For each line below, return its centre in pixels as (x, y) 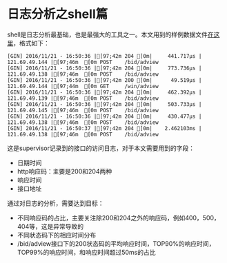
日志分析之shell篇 (58, 14)
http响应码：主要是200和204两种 (65, 171)
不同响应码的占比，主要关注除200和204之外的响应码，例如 (101, 218)
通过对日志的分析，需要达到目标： (56, 203)
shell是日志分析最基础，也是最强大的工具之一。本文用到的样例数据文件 (108, 34)
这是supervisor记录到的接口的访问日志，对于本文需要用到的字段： (101, 148)
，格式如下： (31, 43)
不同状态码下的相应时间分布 (57, 235)
